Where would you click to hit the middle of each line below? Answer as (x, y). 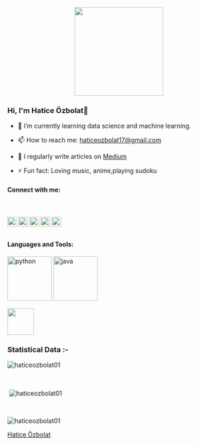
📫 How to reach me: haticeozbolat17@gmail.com (89, 140)
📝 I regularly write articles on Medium (72, 157)
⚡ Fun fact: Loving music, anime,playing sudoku (87, 171)
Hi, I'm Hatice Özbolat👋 (48, 110)
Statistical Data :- (38, 349)
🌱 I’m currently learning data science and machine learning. (104, 126)
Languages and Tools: (41, 244)
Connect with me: (34, 189)
